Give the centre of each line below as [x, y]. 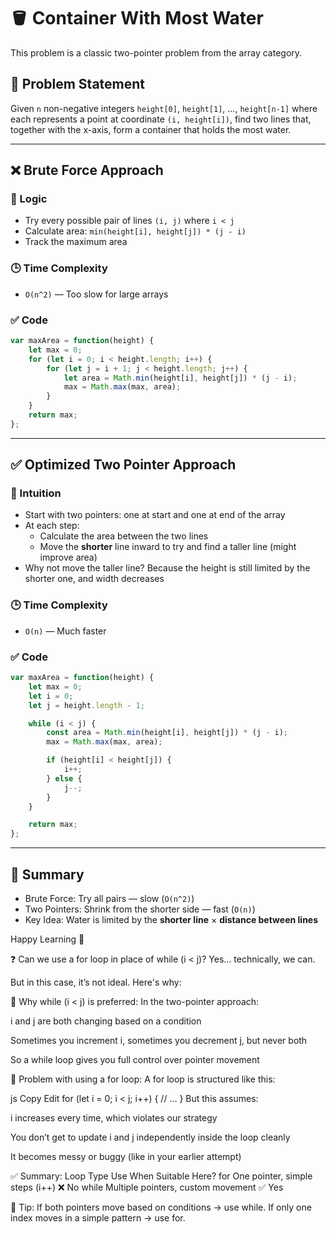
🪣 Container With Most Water [137, 18]
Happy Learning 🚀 [47, 939]
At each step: [52, 526]
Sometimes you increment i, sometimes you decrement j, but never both [159, 1040]
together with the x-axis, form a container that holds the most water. [151, 129]
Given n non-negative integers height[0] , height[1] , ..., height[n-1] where [164, 108]
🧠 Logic [29, 199]
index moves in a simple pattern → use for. [98, 1218]
